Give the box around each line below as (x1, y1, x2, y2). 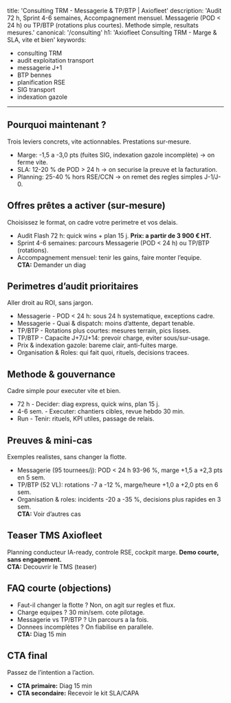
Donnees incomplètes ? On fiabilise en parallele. (16, 623, 154, 631)
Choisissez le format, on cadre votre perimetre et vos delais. (7, 218, 178, 226)
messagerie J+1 (16, 64, 63, 71)
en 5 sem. (16, 473, 46, 482)
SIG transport (16, 86, 56, 93)
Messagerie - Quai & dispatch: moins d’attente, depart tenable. (16, 320, 195, 328)
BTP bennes (16, 71, 52, 79)
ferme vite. (16, 158, 48, 166)
